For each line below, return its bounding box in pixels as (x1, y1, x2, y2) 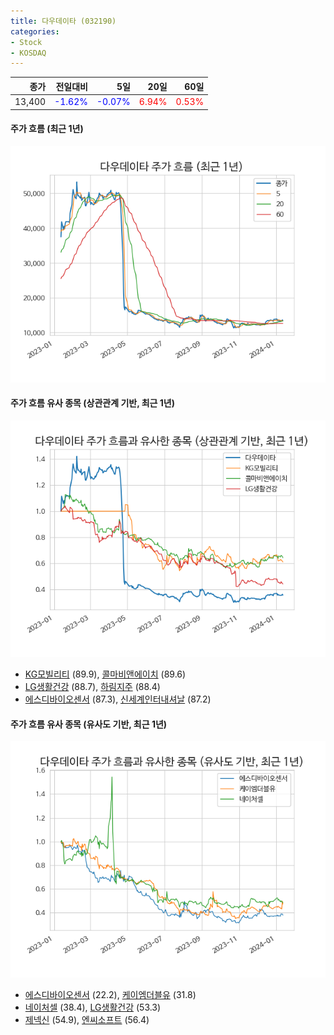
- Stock (10, 37, 43, 47)
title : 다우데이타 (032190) (10, 16, 117, 26)
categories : (10, 26, 60, 37)
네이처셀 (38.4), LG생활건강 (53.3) (24, 1001, 162, 1014)
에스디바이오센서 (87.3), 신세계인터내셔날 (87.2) (24, 693, 212, 705)
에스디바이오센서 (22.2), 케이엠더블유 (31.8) (24, 989, 197, 1001)
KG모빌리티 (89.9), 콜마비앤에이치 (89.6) (24, 668, 187, 680)
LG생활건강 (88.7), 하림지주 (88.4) (24, 680, 161, 692)
